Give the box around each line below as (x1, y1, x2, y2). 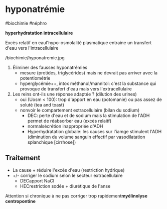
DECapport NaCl (20, 177, 54, 184)
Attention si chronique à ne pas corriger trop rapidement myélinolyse (5, 192, 148, 199)
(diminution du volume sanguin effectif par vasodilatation (27, 134, 145, 140)
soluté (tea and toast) (20, 101, 64, 108)
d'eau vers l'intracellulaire (5, 45, 59, 51)
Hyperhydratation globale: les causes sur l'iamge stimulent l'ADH (27, 128, 162, 134)
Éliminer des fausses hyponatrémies (12, 64, 88, 70)
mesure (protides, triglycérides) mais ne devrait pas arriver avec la (20, 69, 158, 76)
